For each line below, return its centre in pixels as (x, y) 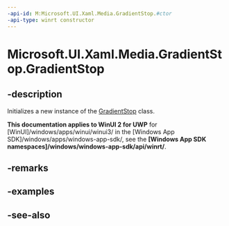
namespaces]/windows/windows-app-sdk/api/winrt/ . (87, 147)
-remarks (28, 168)
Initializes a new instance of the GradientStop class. (81, 111)
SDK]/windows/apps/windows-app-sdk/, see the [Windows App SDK (107, 139)
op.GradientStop (56, 69)
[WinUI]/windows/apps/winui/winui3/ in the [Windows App (91, 131)
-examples (31, 192)
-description (35, 94)
